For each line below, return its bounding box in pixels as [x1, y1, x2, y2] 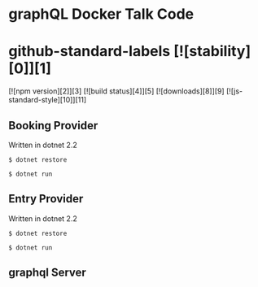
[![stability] [173, 42, 251, 61]
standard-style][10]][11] [8, 95, 87, 105]
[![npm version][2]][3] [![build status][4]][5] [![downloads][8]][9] [8, 86, 225, 96]
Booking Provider [8, 119, 98, 133]
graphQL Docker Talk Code [8, 5, 195, 24]
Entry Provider [8, 192, 84, 206]
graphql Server [8, 266, 87, 280]
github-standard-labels [8, 42, 171, 61]
